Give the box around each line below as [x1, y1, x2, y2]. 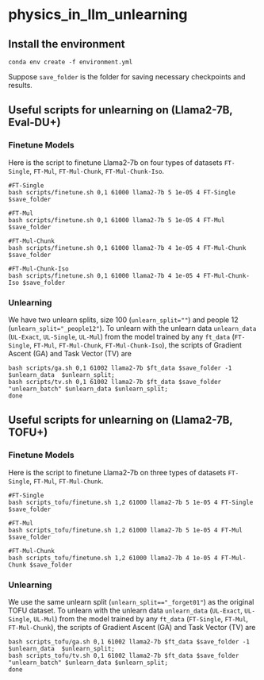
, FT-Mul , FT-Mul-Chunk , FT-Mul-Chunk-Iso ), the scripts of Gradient [29, 340, 242, 350]
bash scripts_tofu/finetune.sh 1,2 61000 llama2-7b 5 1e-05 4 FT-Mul [8, 526, 243, 534]
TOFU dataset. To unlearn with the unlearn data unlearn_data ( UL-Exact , [8, 605, 243, 615]
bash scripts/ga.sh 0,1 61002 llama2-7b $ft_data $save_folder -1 [8, 363, 232, 372]
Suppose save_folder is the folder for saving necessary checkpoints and [8, 72, 246, 81]
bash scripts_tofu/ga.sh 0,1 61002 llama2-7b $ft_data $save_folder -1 [8, 637, 250, 646]
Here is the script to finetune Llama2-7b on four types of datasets [8, 157, 223, 167]
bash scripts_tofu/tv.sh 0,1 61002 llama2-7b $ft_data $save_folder [8, 651, 239, 659]
